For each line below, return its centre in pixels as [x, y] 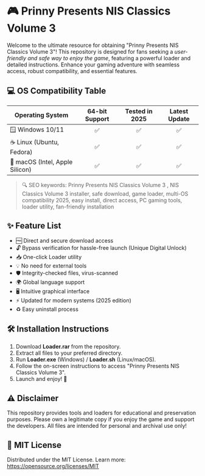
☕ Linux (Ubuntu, [35, 142]
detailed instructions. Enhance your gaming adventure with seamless [93, 65]
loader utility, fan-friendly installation [68, 207]
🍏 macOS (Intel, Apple [41, 162]
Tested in [139, 111]
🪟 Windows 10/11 [37, 129]
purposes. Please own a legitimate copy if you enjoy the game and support [101, 419]
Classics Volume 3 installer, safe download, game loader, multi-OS [105, 194]
